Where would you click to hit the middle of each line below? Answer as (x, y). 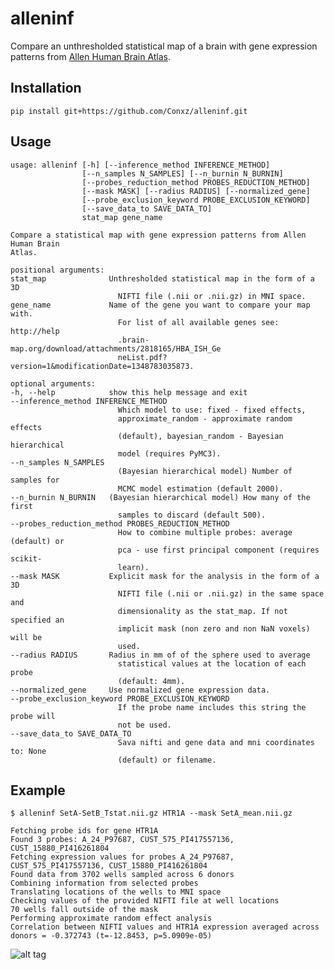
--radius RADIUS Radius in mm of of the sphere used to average (160, 655)
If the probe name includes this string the (212, 707)
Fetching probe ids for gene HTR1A (84, 831)
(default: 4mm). (151, 681)
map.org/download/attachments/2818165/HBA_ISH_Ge (116, 348)
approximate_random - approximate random (205, 418)
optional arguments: (53, 383)
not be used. (144, 725)
